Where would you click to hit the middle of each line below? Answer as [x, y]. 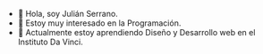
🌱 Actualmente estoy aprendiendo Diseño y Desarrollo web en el [136, 32]
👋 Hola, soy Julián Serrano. [68, 14]
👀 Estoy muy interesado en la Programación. [99, 23]
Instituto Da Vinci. [50, 42]
